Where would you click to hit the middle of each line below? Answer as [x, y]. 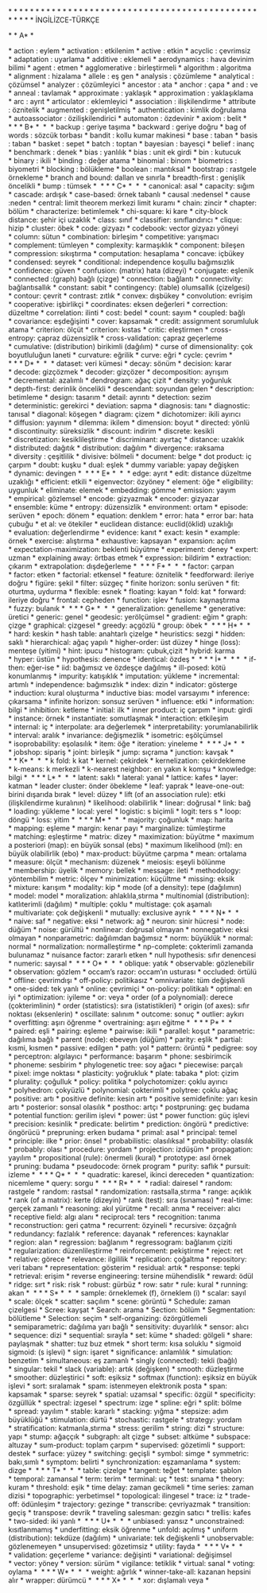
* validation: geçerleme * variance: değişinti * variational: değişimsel [120, 1555]
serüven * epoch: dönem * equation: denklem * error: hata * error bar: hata [131, 515]
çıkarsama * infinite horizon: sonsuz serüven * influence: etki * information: [131, 701]
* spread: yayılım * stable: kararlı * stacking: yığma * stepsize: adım [118, 1411]
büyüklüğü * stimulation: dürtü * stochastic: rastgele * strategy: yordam [125, 1420]
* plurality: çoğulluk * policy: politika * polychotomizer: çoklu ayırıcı [118, 1082]
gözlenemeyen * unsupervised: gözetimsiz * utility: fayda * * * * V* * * [126, 1546]
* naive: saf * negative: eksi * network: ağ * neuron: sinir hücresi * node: [126, 921]
